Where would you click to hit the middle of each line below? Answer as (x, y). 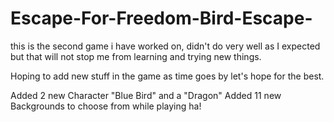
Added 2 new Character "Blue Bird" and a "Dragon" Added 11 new (146, 95)
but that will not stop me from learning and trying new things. (136, 56)
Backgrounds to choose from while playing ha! (106, 106)
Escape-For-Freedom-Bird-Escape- (161, 18)
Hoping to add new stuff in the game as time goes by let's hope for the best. (167, 76)
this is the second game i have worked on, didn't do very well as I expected (165, 46)
